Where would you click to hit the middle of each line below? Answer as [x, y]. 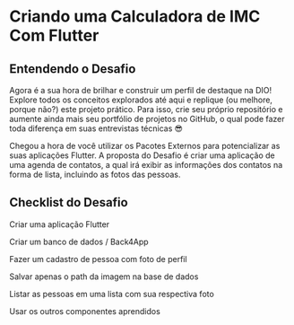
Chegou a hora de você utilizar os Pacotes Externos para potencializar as [145, 146]
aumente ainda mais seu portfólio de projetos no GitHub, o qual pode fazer [147, 119]
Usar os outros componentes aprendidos [85, 311]
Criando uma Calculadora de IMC [135, 17]
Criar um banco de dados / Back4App [79, 242]
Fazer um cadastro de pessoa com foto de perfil [98, 259]
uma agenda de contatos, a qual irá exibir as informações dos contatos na [146, 165]
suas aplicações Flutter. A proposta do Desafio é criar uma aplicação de [142, 155]
